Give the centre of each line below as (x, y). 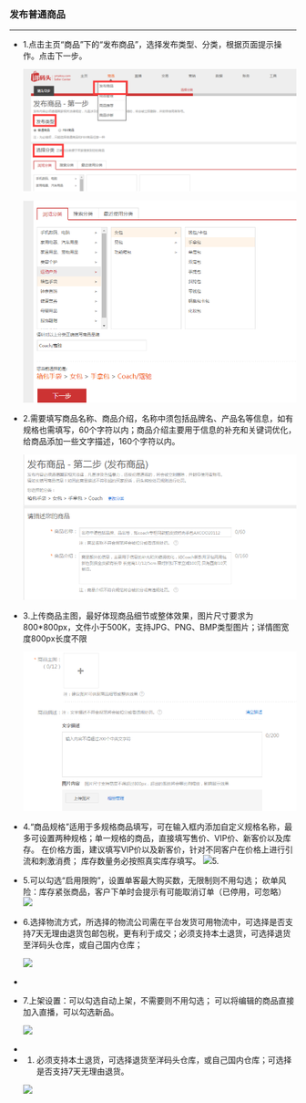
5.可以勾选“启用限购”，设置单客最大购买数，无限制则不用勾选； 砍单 (151, 880)
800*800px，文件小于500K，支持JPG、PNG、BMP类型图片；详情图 (152, 627)
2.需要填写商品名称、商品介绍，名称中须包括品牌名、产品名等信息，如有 (158, 418)
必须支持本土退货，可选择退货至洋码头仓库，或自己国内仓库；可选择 (164, 1060)
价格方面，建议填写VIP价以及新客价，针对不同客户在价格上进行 (167, 849)
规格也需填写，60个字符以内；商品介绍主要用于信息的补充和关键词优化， (159, 430)
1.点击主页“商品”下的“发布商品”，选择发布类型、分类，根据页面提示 (148, 45)
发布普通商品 (38, 14)
